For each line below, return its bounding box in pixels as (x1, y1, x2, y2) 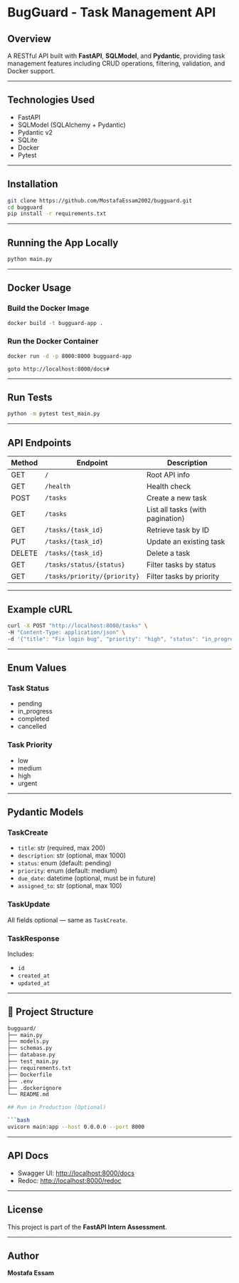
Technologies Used (7, 94, 95, 106)
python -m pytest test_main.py (7, 411, 100, 418)
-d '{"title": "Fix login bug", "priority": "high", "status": (7, 635, 199, 642)
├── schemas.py (7, 1045, 53, 1052)
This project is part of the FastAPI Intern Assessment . (7, 1222, 167, 1231)
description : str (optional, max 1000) (17, 851, 127, 860)
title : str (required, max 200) (17, 844, 106, 852)
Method (11, 458, 38, 468)
